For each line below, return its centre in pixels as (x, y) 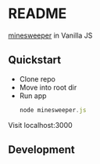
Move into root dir (48, 87)
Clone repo (37, 78)
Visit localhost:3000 (40, 125)
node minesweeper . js (53, 110)
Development (42, 150)
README (37, 14)
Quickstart (35, 60)
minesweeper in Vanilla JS (50, 35)
